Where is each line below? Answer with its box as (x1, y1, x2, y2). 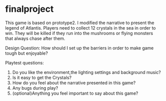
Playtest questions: (5, 60, 44, 66)
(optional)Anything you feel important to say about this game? (12, 90, 138, 96)
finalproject (5, 3, 54, 15)
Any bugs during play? (12, 85, 58, 91)
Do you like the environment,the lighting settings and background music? (12, 69, 161, 75)
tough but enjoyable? (5, 50, 48, 56)
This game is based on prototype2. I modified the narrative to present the (5, 20, 155, 26)
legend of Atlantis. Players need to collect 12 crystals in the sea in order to (5, 25, 156, 31)
